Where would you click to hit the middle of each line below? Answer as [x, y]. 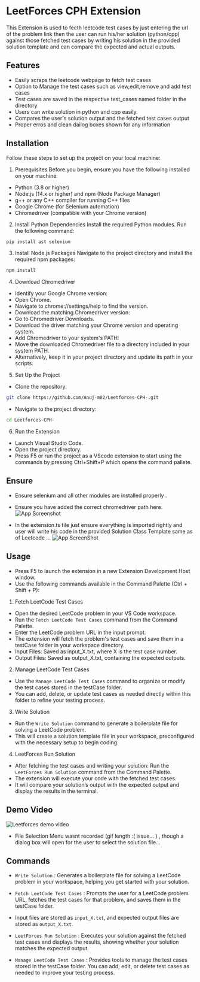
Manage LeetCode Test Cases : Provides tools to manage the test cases [101, 960]
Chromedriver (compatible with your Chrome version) [81, 213]
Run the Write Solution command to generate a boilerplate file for [96, 723]
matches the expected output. [52, 948]
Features [23, 66]
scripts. [24, 363]
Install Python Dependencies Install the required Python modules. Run [101, 224]
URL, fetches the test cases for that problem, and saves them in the [98, 900]
